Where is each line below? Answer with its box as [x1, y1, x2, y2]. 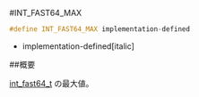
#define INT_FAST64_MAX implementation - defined [9, 25, 191, 34]
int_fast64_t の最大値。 [9, 77, 94, 88]
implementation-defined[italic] [22, 40, 134, 52]
